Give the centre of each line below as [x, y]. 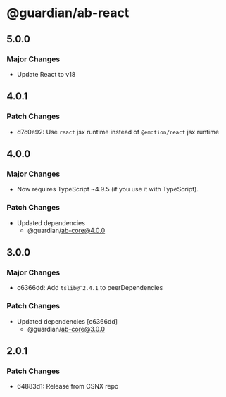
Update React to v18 [46, 74]
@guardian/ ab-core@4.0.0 [66, 230]
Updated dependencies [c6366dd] [67, 321]
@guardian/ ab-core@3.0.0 [66, 329]
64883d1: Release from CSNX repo [68, 386]
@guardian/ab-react [68, 13]
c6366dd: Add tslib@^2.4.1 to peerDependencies [90, 288]
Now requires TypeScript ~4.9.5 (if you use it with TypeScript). [107, 189]
